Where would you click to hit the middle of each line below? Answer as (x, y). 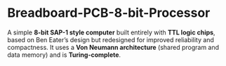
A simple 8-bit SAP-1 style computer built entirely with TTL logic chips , (111, 32)
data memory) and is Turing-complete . (64, 55)
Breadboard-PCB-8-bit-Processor (109, 13)
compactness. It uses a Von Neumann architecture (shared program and (113, 47)
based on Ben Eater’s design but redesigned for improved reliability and (111, 39)
